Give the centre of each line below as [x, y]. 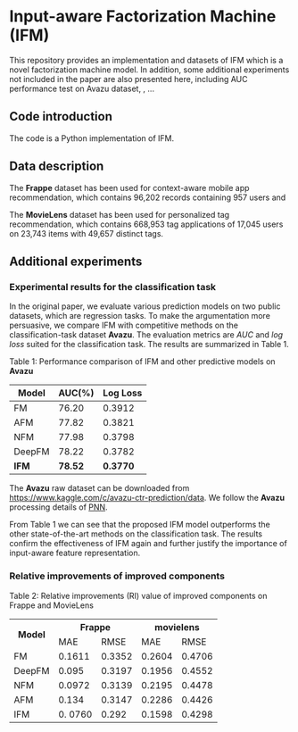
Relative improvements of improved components [117, 576]
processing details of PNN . [59, 507]
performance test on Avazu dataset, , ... [82, 88]
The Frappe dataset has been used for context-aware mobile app [129, 187]
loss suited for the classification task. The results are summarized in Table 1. [149, 345]
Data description [57, 166]
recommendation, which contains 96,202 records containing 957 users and [148, 197]
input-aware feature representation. [75, 553]
